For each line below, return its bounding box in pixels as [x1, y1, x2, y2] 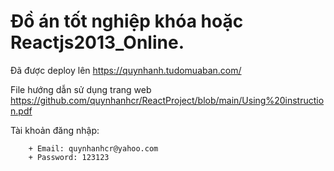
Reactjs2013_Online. [10, 31, 185, 54]
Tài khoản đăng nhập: [10, 124, 100, 136]
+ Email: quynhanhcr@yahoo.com [28, 143, 159, 154]
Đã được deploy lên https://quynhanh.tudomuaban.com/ [10, 64, 242, 76]
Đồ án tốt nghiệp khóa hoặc [10, 10, 244, 33]
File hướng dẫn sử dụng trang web [10, 83, 152, 95]
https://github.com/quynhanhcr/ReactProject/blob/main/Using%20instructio [10, 94, 325, 106]
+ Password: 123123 [28, 152, 110, 162]
